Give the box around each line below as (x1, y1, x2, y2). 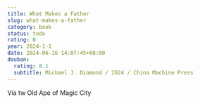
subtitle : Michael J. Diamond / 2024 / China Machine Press (13, 69, 194, 76)
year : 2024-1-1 (7, 43, 52, 50)
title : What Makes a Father (7, 10, 90, 18)
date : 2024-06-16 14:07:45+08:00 (7, 50, 106, 57)
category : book (7, 23, 52, 30)
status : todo (7, 30, 46, 37)
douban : (7, 56, 30, 63)
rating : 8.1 (13, 63, 49, 70)
